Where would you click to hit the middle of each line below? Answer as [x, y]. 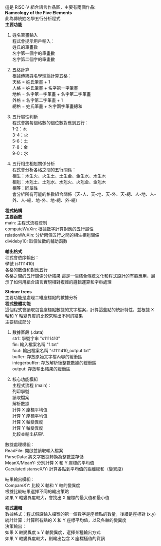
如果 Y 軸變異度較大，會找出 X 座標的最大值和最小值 [57, 497]
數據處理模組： [20, 445]
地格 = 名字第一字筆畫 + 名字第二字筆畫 [52, 94]
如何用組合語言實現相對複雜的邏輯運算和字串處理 [63, 282]
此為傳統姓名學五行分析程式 [33, 18]
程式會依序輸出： [22, 257]
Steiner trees [18, 292]
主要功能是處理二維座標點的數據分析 [41, 297]
